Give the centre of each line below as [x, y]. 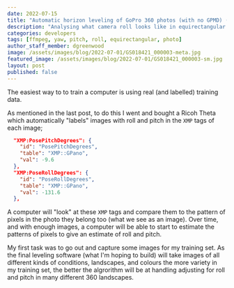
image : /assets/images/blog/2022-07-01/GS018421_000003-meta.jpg [104, 53]
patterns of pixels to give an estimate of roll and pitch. [85, 234]
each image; [25, 128]
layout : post [26, 66]
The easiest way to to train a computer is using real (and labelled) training [113, 92]
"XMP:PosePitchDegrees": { [53, 140]
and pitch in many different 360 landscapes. [71, 278]
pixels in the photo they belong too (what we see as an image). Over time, [113, 220]
